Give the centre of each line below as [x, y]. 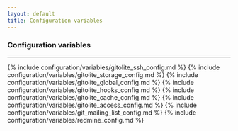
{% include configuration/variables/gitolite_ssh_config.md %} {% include [114, 67]
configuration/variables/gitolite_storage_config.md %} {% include [103, 74]
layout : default [31, 14]
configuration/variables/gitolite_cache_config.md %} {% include [101, 97]
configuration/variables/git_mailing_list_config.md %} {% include [102, 112]
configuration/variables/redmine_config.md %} [76, 120]
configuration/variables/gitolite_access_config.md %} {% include [102, 105]
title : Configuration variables [55, 21]
